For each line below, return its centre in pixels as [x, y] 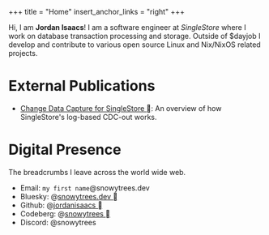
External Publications [82, 86]
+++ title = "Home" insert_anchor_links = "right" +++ [96, 12]
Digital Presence [65, 150]
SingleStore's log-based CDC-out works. [88, 117]
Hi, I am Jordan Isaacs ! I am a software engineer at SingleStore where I [127, 27]
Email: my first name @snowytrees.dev [85, 188]
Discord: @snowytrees [58, 222]
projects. [23, 53]
